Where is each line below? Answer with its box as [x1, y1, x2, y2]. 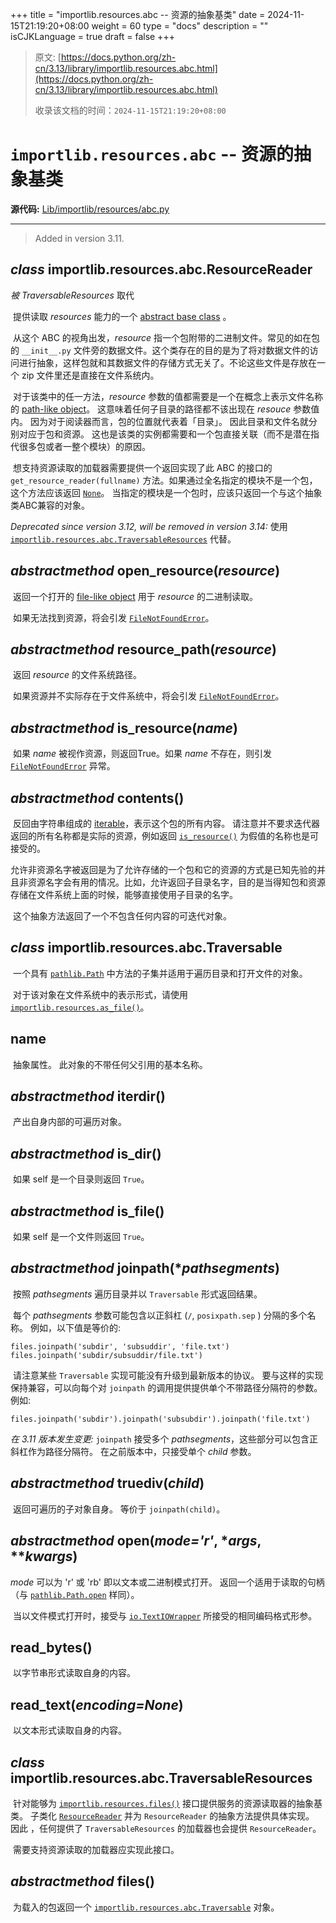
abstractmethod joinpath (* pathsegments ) [10, 1260, 280, 1277]
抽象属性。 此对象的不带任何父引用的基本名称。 [12, 1058, 208, 1070]
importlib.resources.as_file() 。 [10, 1001, 150, 1013]
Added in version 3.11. [34, 232, 125, 244]
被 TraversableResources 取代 [10, 289, 135, 301]
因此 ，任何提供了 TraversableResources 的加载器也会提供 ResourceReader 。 [10, 1822, 322, 1834]
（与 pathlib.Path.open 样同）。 [10, 1588, 140, 1600]
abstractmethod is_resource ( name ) [10, 719, 238, 737]
